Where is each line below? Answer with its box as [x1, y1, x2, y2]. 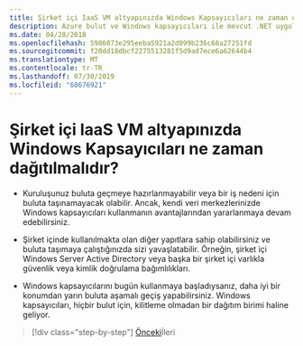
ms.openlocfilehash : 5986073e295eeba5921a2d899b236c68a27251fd [9, 38, 252, 48]
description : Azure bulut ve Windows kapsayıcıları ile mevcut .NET [9, 22, 272, 31]
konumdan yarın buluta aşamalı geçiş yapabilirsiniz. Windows [22, 290, 251, 301]
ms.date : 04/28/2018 [9, 30, 87, 39]
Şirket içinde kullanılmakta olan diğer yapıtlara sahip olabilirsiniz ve [22, 234, 271, 245]
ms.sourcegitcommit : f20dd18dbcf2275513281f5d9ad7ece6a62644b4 [9, 47, 252, 56]
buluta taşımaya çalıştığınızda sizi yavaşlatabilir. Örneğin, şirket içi [22, 243, 268, 254]
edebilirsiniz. [22, 216, 70, 227]
